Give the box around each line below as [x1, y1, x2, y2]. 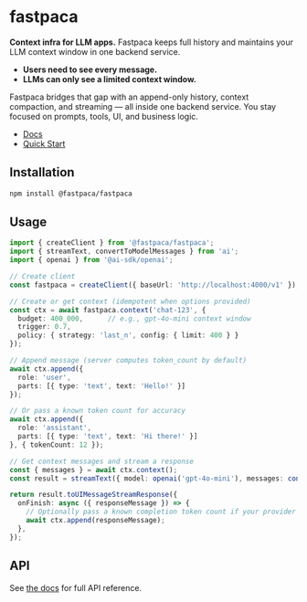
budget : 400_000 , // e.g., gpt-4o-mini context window [17, 313, 251, 323]
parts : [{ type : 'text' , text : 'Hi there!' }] [17, 432, 198, 441]
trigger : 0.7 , [17, 322, 71, 332]
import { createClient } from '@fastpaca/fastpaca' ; [9, 238, 215, 248]
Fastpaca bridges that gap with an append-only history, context [9, 91, 249, 102]
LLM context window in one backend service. [9, 46, 181, 57]
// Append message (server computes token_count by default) [9, 356, 248, 365]
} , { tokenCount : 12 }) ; [9, 440, 104, 449]
